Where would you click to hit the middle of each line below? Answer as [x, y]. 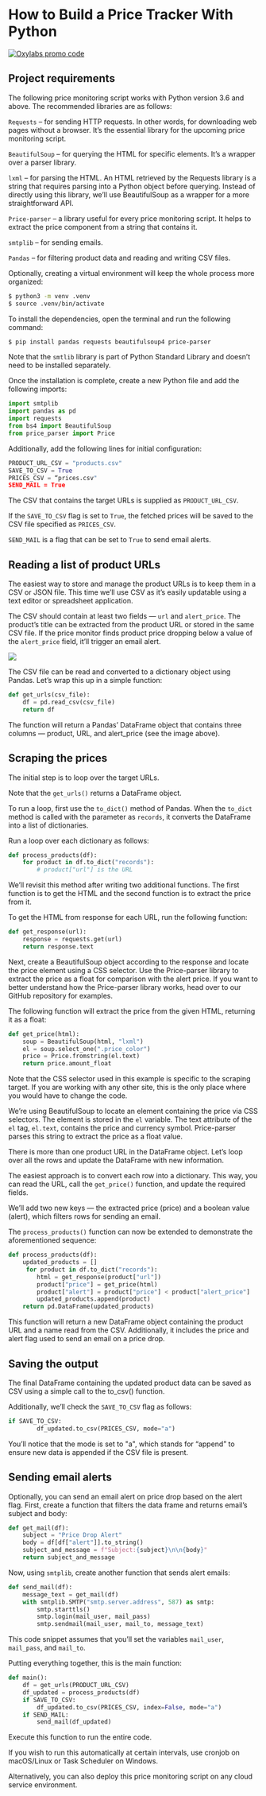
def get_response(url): [48, 932]
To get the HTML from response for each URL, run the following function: [128, 917]
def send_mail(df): [40, 1587]
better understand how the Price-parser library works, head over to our [125, 987]
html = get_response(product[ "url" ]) [99, 1277]
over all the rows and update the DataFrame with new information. [116, 1160]
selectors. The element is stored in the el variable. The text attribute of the [130, 1119]
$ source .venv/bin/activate [56, 304]
